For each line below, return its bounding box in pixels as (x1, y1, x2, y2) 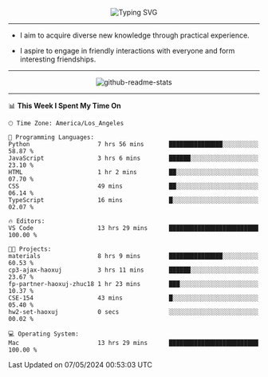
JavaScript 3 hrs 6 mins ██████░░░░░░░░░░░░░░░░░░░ (8, 154, 259, 162)
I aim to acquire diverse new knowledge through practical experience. (19, 30, 250, 40)
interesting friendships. (19, 54, 97, 64)
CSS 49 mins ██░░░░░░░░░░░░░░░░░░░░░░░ (8, 182, 259, 190)
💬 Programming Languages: (8, 133, 94, 141)
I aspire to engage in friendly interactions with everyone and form (19, 46, 235, 55)
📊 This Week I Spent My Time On (8, 101, 121, 110)
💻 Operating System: (8, 330, 80, 338)
